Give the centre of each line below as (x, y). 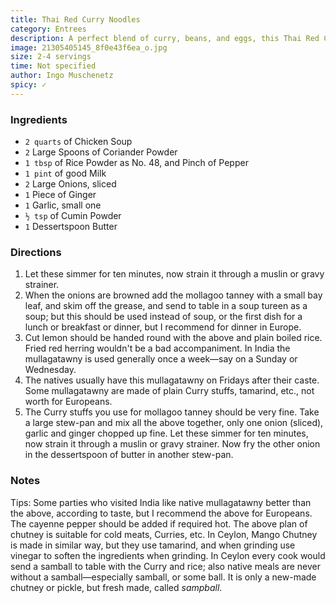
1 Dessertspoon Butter (71, 227)
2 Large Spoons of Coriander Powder (101, 152)
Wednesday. (50, 370)
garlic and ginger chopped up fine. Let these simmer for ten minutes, (166, 433)
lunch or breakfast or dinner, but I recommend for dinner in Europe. (163, 327)
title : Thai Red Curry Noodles (75, 19)
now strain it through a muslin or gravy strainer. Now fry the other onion (172, 444)
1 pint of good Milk (65, 173)
